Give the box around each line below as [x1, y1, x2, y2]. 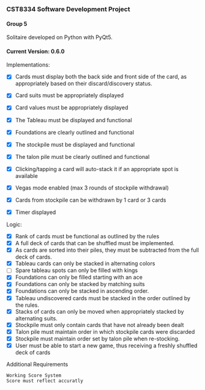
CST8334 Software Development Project [6, 5, 130, 13]
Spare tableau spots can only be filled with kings [15, 267, 138, 274]
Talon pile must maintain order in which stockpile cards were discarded [15, 328, 195, 335]
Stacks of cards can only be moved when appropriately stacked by [15, 307, 184, 315]
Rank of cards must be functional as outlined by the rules [15, 233, 160, 240]
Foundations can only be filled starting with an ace [15, 274, 143, 281]
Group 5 [6, 20, 28, 28]
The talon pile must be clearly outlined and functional [15, 153, 150, 160]
